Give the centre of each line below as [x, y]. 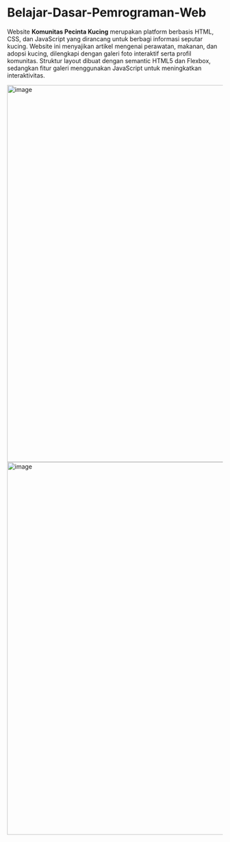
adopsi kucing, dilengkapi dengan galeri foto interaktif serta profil [99, 54]
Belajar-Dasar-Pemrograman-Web [107, 13]
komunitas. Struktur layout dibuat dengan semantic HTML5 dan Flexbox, [109, 60]
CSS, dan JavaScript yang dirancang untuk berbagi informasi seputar [105, 38]
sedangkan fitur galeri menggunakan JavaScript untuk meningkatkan [104, 68]
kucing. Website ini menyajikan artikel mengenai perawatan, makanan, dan [112, 46]
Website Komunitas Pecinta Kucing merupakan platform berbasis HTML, [111, 32]
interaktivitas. [26, 75]
